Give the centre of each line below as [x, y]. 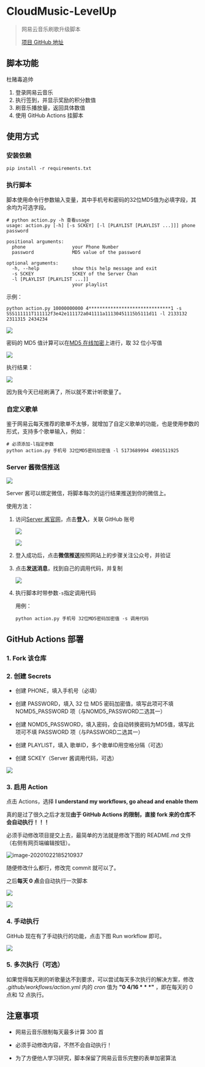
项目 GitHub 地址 [43, 42]
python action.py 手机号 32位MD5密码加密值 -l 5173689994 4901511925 [93, 451]
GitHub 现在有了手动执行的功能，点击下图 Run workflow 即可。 [86, 936]
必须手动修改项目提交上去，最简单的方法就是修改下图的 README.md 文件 [99, 835]
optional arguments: [33, 263]
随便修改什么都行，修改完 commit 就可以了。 [63, 868]
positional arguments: [35, 241]
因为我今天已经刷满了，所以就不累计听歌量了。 [65, 391]
